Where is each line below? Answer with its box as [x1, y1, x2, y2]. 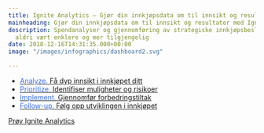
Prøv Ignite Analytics [8, 117, 75, 125]
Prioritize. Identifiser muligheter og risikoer [19, 84, 159, 94]
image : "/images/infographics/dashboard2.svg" [8, 48, 163, 56]
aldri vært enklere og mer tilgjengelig [15, 33, 149, 41]
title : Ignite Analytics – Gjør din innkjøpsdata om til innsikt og [8, 11, 237, 20]
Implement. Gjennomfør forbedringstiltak [19, 93, 152, 102]
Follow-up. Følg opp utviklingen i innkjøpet [19, 101, 158, 110]
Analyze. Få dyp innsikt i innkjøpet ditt [19, 76, 143, 85]
